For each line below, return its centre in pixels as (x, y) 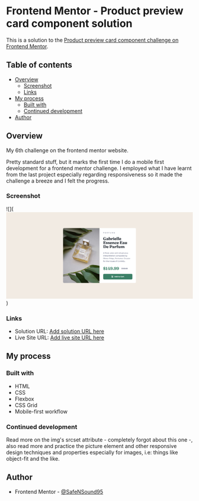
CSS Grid (26, 405)
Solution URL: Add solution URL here (60, 331)
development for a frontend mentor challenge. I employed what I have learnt (99, 168)
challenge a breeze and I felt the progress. (58, 181)
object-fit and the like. (33, 458)
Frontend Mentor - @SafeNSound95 (59, 491)
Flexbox (24, 399)
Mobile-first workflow (41, 411)
